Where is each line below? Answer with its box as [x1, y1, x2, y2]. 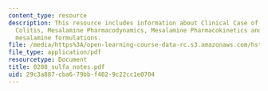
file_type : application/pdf [8, 48, 102, 56]
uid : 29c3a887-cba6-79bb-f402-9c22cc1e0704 [8, 70, 156, 78]
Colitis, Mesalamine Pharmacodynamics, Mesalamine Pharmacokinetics [15, 26, 248, 34]
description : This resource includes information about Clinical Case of [8, 19, 259, 27]
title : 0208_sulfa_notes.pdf [8, 63, 105, 71]
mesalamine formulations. [15, 33, 102, 42]
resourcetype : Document [8, 56, 88, 64]
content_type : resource [8, 11, 88, 20]
